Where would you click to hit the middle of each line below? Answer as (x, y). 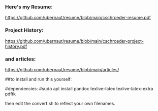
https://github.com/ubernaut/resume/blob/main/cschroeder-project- (75, 41)
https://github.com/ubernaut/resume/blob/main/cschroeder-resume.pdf (78, 18)
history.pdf (16, 46)
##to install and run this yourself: (39, 79)
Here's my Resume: (29, 7)
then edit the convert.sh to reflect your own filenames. (60, 103)
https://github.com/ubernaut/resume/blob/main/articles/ (62, 69)
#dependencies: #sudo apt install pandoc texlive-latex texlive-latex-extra (79, 88)
